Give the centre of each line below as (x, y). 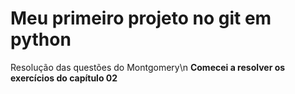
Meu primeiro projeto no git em (141, 18)
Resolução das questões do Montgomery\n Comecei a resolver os (148, 67)
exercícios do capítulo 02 (64, 78)
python (41, 39)
